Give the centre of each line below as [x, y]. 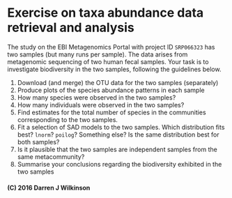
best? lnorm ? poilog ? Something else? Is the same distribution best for [118, 135]
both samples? [38, 142]
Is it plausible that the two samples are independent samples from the [117, 149]
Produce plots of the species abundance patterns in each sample [111, 90]
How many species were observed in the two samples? [96, 97]
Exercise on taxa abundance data [106, 13]
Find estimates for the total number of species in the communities [112, 112]
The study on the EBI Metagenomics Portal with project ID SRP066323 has [111, 47]
